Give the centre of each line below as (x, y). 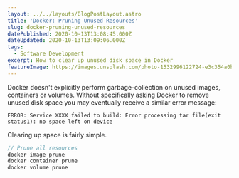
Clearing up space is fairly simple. (57, 135)
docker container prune (43, 161)
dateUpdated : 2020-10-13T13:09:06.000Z (67, 41)
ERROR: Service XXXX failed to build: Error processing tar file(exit (114, 115)
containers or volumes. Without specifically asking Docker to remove (108, 95)
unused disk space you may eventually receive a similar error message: (112, 102)
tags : (15, 47)
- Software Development (49, 54)
